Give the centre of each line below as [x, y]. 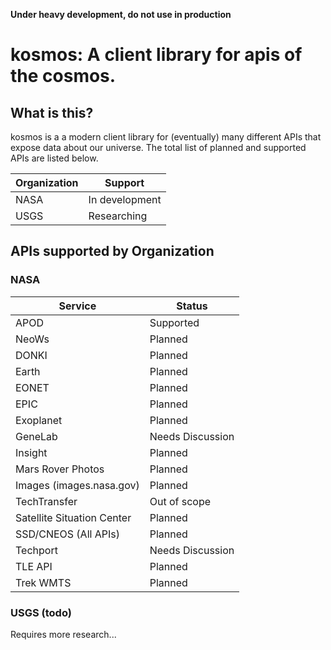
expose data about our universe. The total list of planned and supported [158, 147]
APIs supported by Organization [112, 251]
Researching [118, 216]
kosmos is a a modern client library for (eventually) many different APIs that [166, 137]
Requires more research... [63, 634]
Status [192, 306]
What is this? [52, 112]
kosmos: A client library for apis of [156, 55]
